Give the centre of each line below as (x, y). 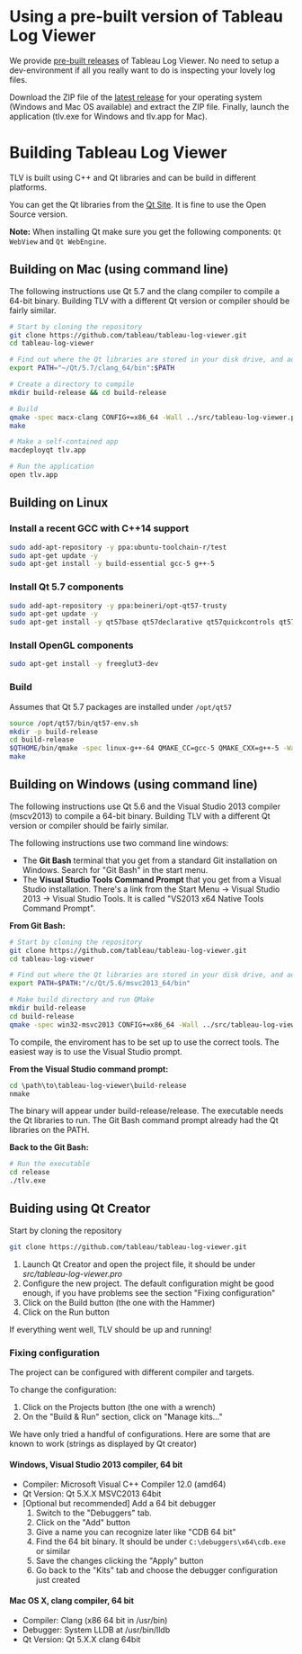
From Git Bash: (37, 925)
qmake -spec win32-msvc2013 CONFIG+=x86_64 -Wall (104, 1025)
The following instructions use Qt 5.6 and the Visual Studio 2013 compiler (145, 806)
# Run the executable (50, 1164)
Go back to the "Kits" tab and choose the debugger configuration (157, 1570)
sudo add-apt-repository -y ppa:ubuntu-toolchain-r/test (118, 547)
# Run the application (52, 467)
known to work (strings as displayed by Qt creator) (103, 1444)
